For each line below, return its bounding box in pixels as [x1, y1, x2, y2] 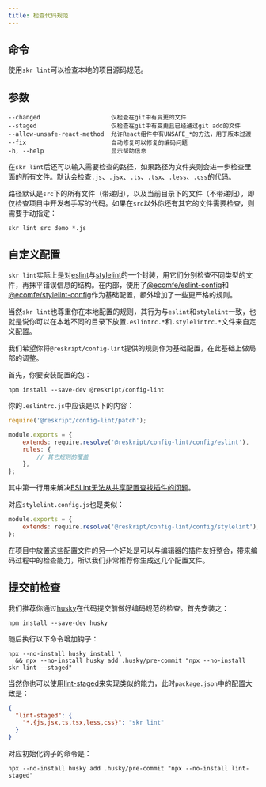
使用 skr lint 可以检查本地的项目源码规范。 [8, 65, 148, 75]
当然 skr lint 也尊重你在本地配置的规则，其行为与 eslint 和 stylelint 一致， [8, 307, 249, 316]
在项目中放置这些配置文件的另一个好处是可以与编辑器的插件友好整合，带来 [8, 545, 251, 554]
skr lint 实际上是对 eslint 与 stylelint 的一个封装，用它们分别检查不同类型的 [8, 271, 246, 280]
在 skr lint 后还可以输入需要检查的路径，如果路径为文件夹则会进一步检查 [8, 162, 245, 172]
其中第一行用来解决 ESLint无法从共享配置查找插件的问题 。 [8, 483, 196, 493]
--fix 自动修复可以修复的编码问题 [8, 139, 188, 147]
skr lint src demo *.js [8, 225, 87, 233]
